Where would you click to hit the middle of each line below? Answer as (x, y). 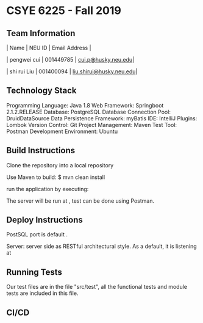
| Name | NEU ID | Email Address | (49, 48)
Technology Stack (41, 91)
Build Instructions (41, 151)
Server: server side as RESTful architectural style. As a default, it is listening (101, 246)
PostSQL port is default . (37, 234)
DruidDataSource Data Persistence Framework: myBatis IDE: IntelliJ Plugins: (102, 118)
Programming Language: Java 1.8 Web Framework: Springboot (85, 105)
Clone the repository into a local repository (60, 165)
